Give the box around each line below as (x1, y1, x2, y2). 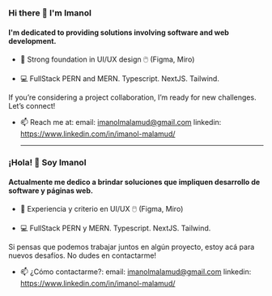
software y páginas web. (8, 186, 93, 195)
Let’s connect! (8, 101, 56, 111)
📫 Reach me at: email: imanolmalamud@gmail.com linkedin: (19, 118, 222, 127)
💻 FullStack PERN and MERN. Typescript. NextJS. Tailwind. (19, 74, 220, 84)
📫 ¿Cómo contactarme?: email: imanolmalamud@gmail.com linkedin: (19, 267, 252, 277)
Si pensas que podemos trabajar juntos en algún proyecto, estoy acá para (8, 242, 255, 252)
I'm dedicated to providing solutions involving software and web (8, 28, 229, 37)
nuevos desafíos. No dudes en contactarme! (8, 251, 156, 260)
